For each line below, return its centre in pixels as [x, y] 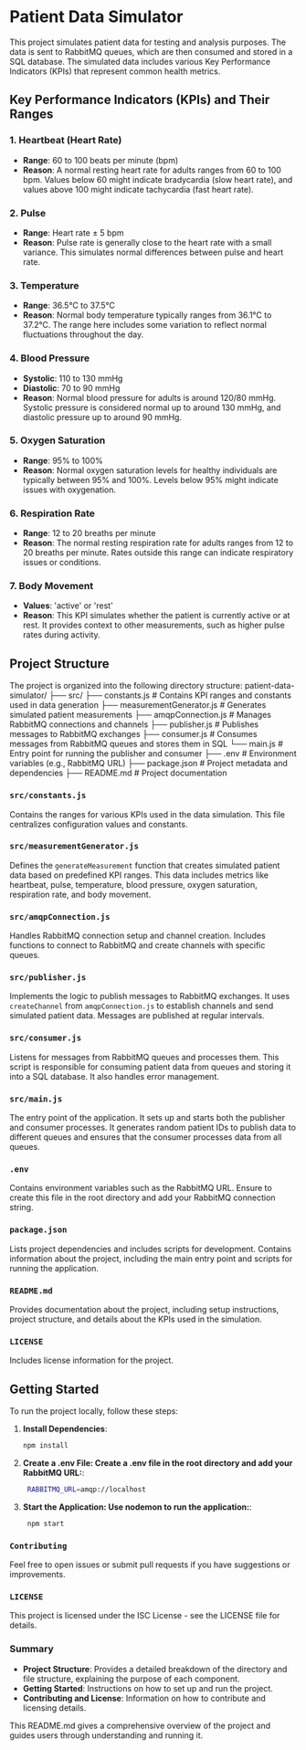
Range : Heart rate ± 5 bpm [74, 232]
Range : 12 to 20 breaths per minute [89, 533]
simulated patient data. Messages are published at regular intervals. [137, 1016]
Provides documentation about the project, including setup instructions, [144, 1309]
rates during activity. [61, 635]
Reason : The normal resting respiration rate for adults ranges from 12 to [158, 543]
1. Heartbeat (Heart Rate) [66, 141]
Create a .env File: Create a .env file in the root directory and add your [158, 1462]
